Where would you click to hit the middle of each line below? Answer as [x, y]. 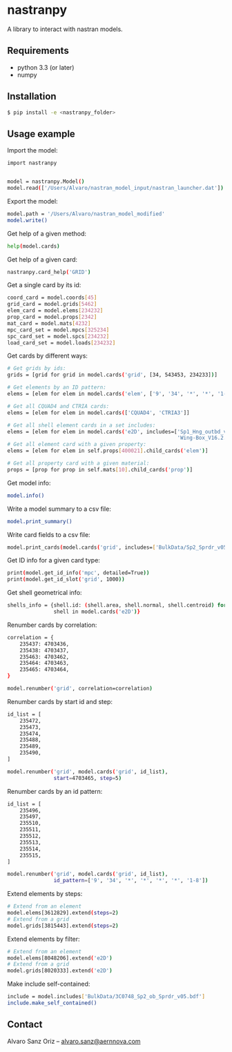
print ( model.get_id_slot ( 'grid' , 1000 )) [66, 579]
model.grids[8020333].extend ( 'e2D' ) [60, 971]
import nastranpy [32, 163]
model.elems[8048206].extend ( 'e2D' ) [60, 958]
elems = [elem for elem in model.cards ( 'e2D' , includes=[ [92, 431]
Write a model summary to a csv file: [59, 509]
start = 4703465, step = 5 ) [88, 778]
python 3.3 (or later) [46, 67]
